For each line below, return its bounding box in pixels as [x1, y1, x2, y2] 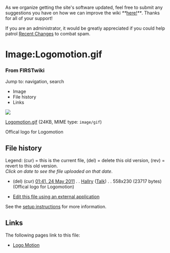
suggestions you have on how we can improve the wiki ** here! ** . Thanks [5, 10, 160, 16]
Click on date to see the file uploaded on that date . [5, 168, 113, 174]
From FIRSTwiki [5, 67, 45, 74]
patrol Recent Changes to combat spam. [5, 31, 91, 36]
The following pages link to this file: [5, 232, 80, 238]
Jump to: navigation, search [5, 79, 64, 85]
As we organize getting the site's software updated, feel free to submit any [5, 5, 163, 10]
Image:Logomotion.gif [5, 49, 102, 61]
